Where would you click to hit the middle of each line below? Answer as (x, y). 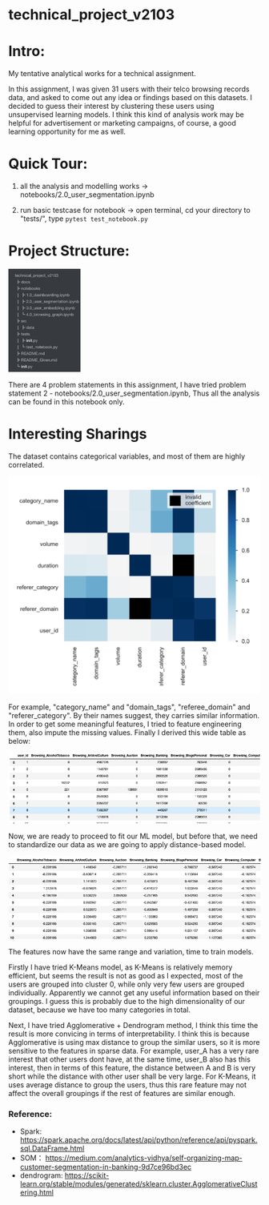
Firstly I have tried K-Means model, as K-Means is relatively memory (120, 967)
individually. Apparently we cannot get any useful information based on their (134, 992)
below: (19, 741)
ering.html (37, 1193)
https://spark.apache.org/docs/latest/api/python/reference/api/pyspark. (139, 1140)
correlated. (26, 464)
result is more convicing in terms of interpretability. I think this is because (129, 1034)
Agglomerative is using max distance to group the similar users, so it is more (134, 1042)
